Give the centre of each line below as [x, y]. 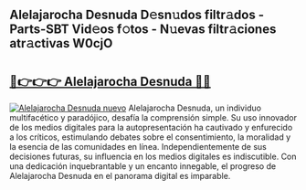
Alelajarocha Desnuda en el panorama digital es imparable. [120, 176]
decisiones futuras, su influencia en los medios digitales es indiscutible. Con [153, 156]
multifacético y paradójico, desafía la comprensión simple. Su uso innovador [153, 117]
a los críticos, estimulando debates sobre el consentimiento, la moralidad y [150, 137]
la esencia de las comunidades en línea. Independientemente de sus [138, 147]
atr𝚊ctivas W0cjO [61, 43]
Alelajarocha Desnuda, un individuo [195, 108]
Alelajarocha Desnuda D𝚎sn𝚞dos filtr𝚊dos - [137, 15]
